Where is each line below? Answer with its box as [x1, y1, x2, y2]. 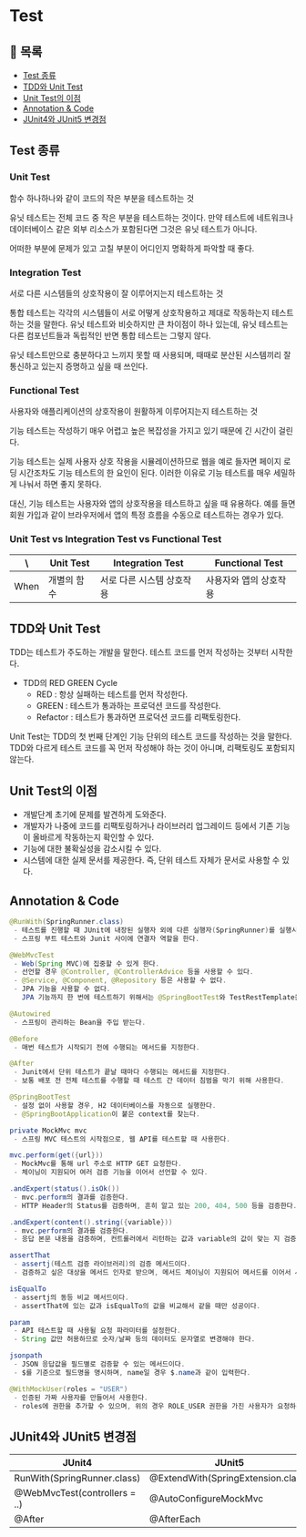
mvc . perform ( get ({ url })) [9, 1151, 104, 1160]
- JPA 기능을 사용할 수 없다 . [13, 985, 111, 994]
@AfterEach [148, 1513, 201, 1526]
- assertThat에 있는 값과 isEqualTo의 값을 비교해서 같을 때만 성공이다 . [13, 1301, 261, 1310]
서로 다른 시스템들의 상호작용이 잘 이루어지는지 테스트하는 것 [9, 288, 224, 299]
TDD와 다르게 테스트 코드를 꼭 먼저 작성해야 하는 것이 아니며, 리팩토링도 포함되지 [9, 743, 296, 753]
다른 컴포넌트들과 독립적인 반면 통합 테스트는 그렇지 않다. [9, 330, 211, 341]
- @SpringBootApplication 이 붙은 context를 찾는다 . [13, 1109, 200, 1119]
